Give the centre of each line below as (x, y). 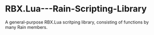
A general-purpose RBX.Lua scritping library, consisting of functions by (77, 22)
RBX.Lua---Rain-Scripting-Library (76, 9)
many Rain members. (26, 27)
